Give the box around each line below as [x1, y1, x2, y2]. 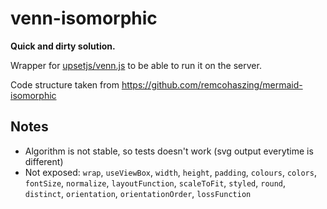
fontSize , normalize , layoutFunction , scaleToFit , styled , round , [24, 177, 287, 189]
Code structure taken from [10, 78, 120, 91]
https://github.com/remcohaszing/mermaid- [121, 78, 303, 91]
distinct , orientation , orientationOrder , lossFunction [24, 187, 252, 199]
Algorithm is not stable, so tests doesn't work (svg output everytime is [24, 145, 314, 157]
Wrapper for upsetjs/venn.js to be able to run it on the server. [10, 59, 262, 71]
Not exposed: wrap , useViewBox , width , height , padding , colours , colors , [24, 166, 317, 178]
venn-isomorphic [10, 7, 158, 30]
